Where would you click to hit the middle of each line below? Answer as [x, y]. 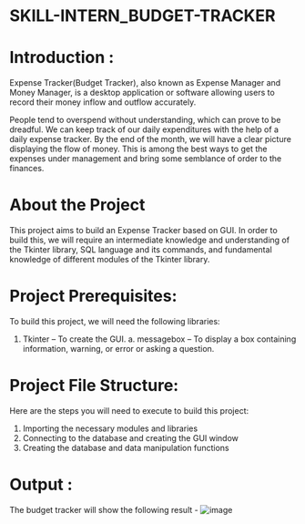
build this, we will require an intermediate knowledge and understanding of [149, 240]
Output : [41, 485]
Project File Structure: [94, 386]
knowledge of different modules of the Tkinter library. [110, 260]
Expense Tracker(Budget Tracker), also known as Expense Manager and [145, 83]
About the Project [77, 205]
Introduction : [62, 58]
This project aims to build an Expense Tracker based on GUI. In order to [143, 231]
